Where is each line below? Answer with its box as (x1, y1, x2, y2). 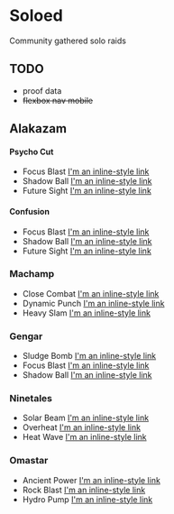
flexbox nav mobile (22, 95, 93, 106)
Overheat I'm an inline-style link (22, 422, 142, 433)
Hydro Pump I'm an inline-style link (22, 493, 153, 505)
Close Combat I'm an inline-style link (22, 288, 160, 298)
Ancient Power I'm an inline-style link (22, 474, 160, 485)
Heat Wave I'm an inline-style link (22, 432, 147, 443)
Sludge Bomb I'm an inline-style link (22, 351, 156, 362)
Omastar (9, 454, 49, 467)
